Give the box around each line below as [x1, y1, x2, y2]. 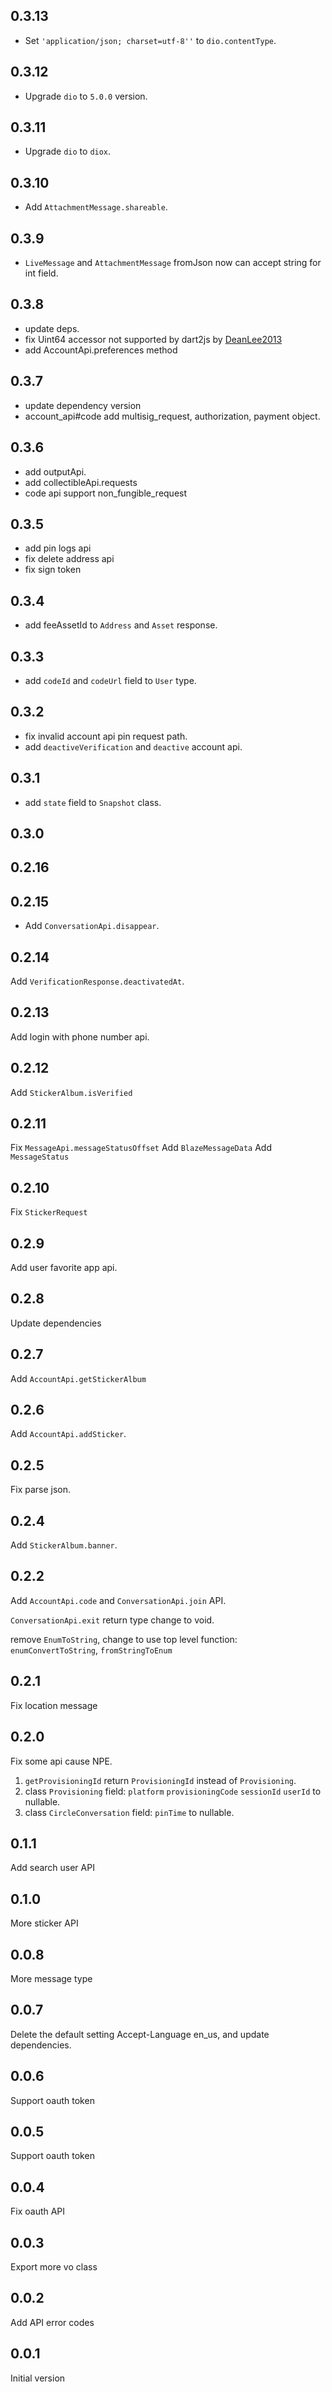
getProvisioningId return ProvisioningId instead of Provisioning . [24, 1774, 297, 1786]
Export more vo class [10, 2261, 98, 2273]
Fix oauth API [10, 2205, 66, 2218]
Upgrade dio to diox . [24, 145, 112, 158]
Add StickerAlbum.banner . [10, 1539, 118, 1551]
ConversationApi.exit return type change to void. [10, 1614, 215, 1626]
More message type [10, 1972, 93, 1984]
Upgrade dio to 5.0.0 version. [24, 90, 148, 102]
